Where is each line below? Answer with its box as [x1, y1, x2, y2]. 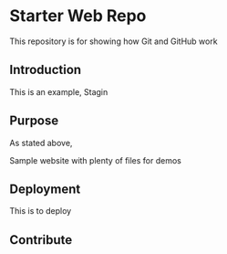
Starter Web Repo [9, 5, 147, 26]
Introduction [9, 62, 82, 78]
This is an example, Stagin [9, 86, 108, 97]
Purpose [9, 113, 59, 129]
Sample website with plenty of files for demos [9, 154, 182, 165]
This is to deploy [9, 206, 72, 217]
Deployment [9, 181, 81, 196]
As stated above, [9, 137, 73, 148]
